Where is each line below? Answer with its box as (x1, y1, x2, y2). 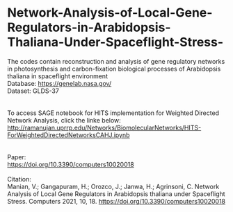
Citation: (7, 175, 31, 183)
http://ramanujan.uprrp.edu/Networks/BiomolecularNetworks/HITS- (7, 123, 202, 132)
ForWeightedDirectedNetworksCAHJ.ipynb (7, 130, 130, 139)
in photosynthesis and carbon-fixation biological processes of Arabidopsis (7, 64, 221, 73)
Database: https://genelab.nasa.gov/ (7, 79, 112, 87)
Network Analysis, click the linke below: (7, 116, 122, 124)
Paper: (7, 152, 26, 161)
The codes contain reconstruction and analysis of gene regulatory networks (7, 57, 225, 65)
